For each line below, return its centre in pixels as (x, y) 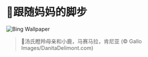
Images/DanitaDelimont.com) (57, 47)
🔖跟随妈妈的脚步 (47, 12)
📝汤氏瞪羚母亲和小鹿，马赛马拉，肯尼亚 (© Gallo (82, 41)
